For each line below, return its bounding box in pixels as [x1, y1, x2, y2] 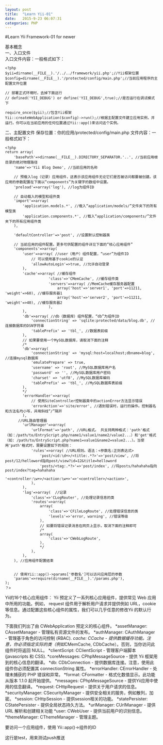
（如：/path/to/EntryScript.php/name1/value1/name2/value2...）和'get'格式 [5, 433, 157, 438]
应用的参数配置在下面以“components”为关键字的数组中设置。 [5, 180, 111, 185]
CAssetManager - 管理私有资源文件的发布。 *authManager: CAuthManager [5, 629, 155, 635]
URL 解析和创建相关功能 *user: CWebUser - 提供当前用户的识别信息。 [5, 708, 145, 714]
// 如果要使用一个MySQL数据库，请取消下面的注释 [22, 338, 109, 343]
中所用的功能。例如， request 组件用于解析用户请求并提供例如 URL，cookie [5, 601, 156, 607]
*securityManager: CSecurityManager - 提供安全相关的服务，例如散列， [5, 690, 149, 696]
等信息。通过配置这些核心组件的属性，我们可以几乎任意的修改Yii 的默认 [5, 607, 147, 613]
